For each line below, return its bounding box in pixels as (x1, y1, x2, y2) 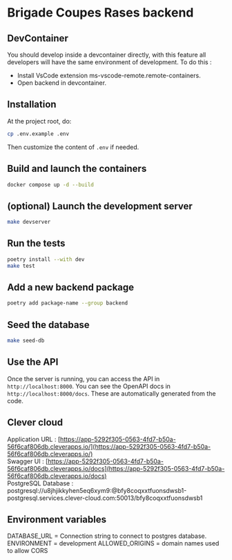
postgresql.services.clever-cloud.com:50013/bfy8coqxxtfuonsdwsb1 (7, 494, 203, 502)
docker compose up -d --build (7, 181, 95, 188)
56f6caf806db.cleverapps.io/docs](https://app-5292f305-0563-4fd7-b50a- (7, 464, 225, 472)
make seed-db (7, 337, 45, 345)
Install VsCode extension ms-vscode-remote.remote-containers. (17, 71, 202, 79)
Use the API (7, 356, 59, 368)
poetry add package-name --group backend (7, 300, 128, 307)
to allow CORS (7, 547, 48, 555)
